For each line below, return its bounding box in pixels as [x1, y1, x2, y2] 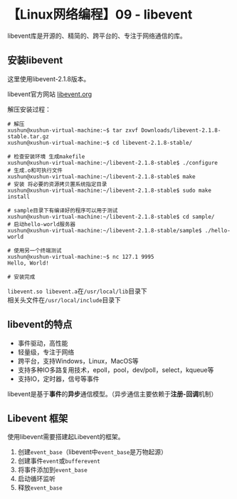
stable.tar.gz [7, 133, 50, 140]
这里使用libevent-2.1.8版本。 [7, 74, 90, 83]
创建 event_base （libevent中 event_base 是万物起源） [17, 448, 167, 456]
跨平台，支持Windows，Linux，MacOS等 [17, 356, 139, 365]
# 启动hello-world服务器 [7, 220, 76, 228]
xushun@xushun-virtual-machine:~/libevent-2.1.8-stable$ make [7, 173, 196, 180]
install [7, 193, 31, 200]
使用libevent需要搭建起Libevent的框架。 [7, 433, 125, 441]
